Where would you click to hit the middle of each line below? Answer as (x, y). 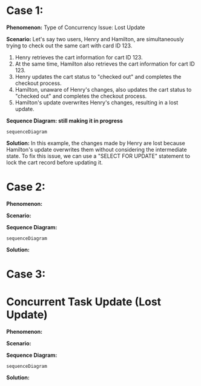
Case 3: (26, 274)
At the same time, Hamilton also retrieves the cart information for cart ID (105, 64)
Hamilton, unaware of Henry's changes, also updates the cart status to (103, 89)
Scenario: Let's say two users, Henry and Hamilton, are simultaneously (95, 39)
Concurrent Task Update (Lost (84, 302)
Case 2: (26, 187)
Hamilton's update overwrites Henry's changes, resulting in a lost (97, 102)
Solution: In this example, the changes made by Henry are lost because (96, 143)
